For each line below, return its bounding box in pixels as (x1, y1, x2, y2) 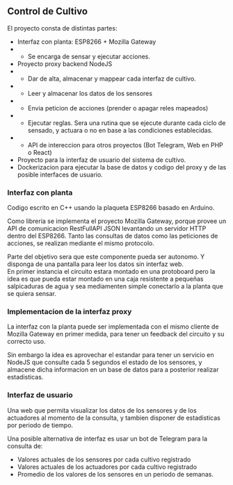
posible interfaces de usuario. (17, 170, 103, 179)
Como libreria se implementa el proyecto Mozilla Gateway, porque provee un (7, 217, 227, 225)
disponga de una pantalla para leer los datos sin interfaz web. (7, 260, 184, 268)
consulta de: (7, 441, 43, 450)
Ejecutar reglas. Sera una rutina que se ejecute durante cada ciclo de (27, 118, 226, 127)
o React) (27, 148, 52, 156)
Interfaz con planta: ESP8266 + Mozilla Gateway (17, 38, 156, 46)
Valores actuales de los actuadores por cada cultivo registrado (17, 462, 197, 471)
